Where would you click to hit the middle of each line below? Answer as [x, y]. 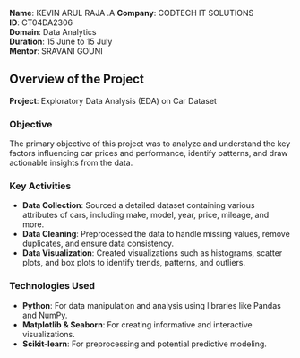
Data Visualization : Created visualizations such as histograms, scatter [152, 253]
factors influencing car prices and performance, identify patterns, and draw [149, 153]
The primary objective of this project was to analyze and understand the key [150, 144]
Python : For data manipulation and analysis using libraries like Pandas [152, 305]
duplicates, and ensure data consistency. [98, 244]
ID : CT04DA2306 [41, 22]
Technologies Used [52, 286]
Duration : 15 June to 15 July [61, 41]
